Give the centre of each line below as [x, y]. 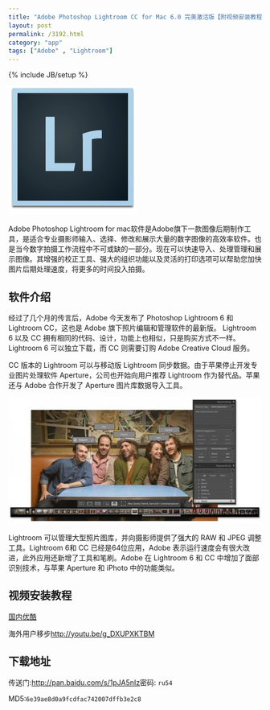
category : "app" [35, 43]
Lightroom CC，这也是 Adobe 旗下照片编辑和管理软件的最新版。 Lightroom [133, 328]
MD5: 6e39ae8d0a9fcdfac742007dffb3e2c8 [75, 698]
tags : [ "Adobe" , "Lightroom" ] [61, 51]
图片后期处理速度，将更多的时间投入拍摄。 [79, 269]
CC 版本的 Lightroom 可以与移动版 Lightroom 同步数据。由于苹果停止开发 [129, 365]
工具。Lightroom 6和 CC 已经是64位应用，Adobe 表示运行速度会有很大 [126, 547]
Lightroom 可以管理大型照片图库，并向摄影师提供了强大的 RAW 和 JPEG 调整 [135, 537]
